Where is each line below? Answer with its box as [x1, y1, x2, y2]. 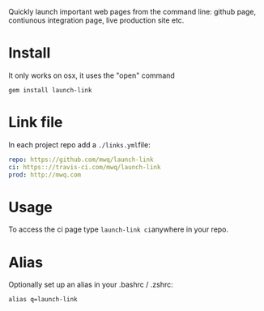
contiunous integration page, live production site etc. [8, 15, 185, 25]
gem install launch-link [8, 86, 92, 94]
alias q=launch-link [8, 296, 79, 304]
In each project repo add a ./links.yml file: [8, 139, 151, 149]
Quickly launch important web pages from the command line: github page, [8, 7, 257, 16]
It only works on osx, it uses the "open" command [8, 70, 176, 80]
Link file [8, 113, 63, 132]
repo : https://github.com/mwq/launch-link [8, 155, 154, 164]
